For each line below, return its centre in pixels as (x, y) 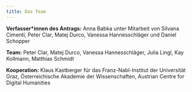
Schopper (18, 41)
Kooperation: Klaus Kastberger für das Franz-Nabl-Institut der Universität (96, 70)
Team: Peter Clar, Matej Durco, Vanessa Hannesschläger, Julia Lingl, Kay (95, 52)
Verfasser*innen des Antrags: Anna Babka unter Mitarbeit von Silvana (92, 28)
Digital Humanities (28, 83)
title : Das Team (26, 11)
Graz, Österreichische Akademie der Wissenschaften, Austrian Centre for (95, 76)
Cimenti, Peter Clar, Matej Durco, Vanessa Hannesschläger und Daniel (91, 34)
